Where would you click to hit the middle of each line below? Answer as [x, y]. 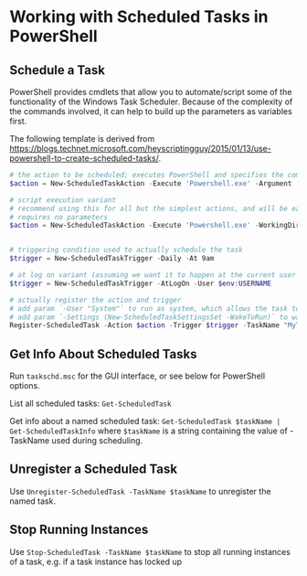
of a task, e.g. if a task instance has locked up [96, 561]
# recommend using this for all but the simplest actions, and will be [148, 208]
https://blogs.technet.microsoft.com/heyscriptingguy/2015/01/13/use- [140, 149]
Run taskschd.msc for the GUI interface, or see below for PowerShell [138, 376]
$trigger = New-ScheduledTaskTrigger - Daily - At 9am [112, 259]
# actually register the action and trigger [95, 300]
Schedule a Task [57, 70]
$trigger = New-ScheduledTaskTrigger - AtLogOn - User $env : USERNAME [141, 283]
